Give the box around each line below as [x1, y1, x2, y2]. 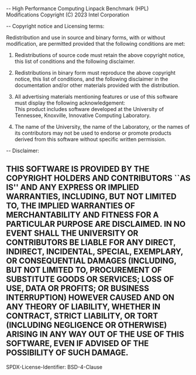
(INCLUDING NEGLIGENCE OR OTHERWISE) [6, 320, 167, 330]
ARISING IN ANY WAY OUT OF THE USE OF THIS [6, 329, 184, 340]
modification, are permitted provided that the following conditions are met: [6, 41, 185, 47]
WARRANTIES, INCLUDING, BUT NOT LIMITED [6, 192, 177, 202]
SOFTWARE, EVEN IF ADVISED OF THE [6, 339, 149, 349]
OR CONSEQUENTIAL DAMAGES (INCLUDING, [6, 256, 177, 266]
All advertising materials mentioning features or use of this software [14, 93, 178, 100]
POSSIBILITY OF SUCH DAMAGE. [6, 348, 129, 358]
